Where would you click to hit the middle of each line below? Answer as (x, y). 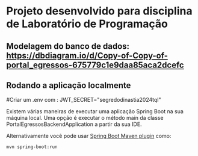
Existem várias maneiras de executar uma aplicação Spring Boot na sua (95, 111)
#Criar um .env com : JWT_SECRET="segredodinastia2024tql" (84, 100)
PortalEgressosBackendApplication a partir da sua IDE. (74, 124)
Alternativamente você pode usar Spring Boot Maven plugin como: (89, 136)
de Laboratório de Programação (87, 24)
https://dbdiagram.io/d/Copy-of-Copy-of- (87, 55)
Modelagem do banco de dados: (68, 46)
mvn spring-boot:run (32, 147)
